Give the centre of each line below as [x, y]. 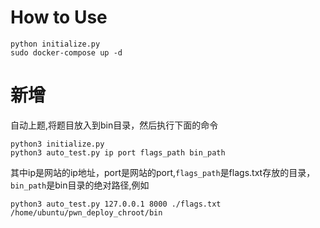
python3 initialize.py [57, 144]
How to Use [59, 17]
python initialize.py [55, 44]
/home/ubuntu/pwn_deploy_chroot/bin [86, 212]
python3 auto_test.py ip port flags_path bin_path [118, 152]
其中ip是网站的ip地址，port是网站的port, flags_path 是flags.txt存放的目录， [163, 172]
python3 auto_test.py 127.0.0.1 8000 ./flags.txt [116, 204]
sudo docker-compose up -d [66, 52]
